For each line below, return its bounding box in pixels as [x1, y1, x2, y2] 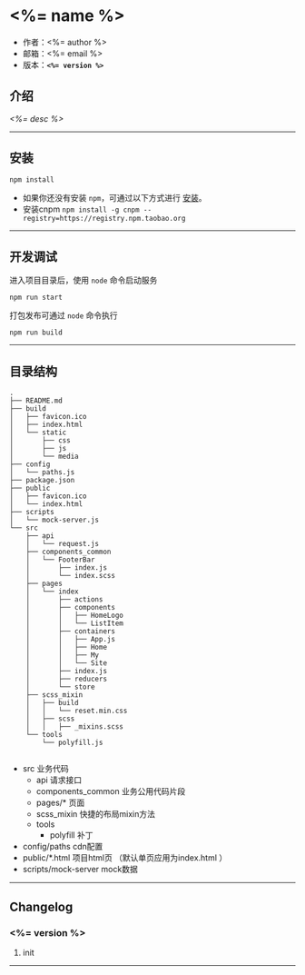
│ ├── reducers [25, 674, 107, 684]
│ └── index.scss [25, 572, 116, 581]
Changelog [9, 899, 74, 914]
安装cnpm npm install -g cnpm [22, 204, 140, 214]
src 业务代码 [22, 763, 70, 774]
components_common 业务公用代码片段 [35, 786, 186, 797]
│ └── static [9, 428, 67, 437]
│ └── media [9, 452, 79, 462]
